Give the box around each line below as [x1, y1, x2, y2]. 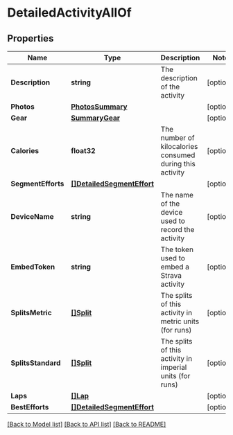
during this [160, 159, 196, 168]
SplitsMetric [10, 308, 52, 317]
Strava [160, 271, 182, 280]
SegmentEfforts [10, 179, 64, 188]
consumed [160, 150, 196, 160]
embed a [160, 262, 189, 272]
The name [160, 190, 194, 199]
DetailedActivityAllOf [7, 5, 132, 21]
